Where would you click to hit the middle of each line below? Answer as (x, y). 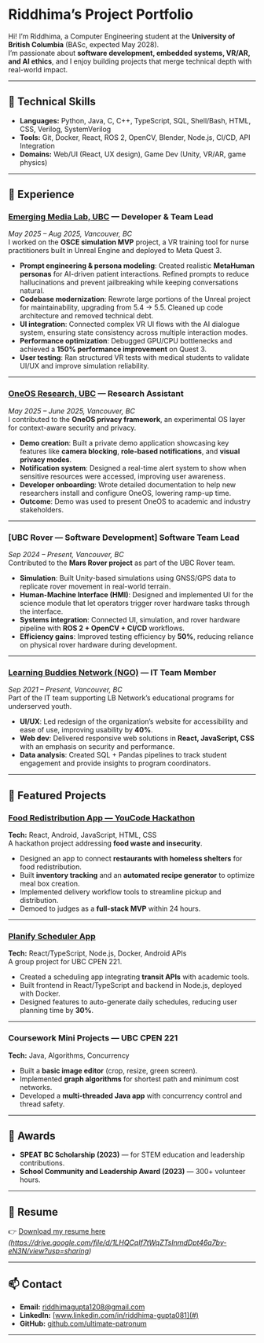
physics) (33, 162)
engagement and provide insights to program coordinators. (115, 763)
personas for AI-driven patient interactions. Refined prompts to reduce (134, 274)
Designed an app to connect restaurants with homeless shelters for (131, 859)
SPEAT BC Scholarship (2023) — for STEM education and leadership (132, 1155)
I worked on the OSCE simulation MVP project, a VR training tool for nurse (129, 242)
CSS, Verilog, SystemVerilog (65, 129)
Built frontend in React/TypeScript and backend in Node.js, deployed (130, 985)
